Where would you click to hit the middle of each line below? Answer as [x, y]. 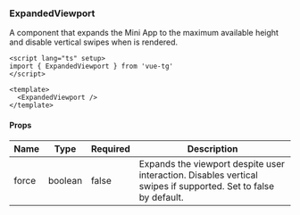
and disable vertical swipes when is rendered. [94, 42]
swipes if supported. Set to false [207, 186]
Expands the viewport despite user [212, 163]
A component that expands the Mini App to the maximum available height [144, 33]
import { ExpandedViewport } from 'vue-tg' [92, 66]
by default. [162, 197]
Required [111, 148]
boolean [65, 180]
